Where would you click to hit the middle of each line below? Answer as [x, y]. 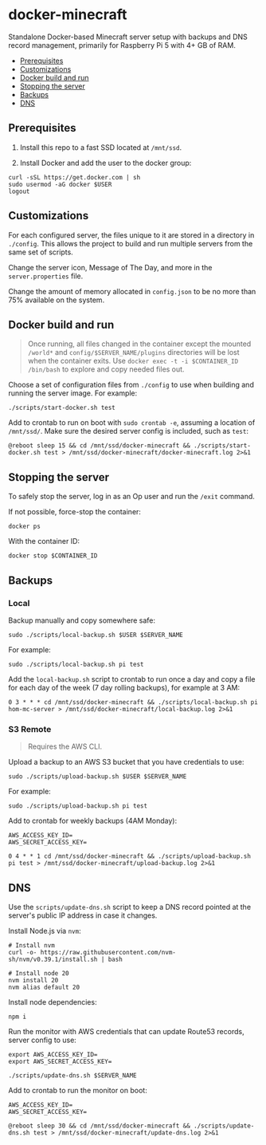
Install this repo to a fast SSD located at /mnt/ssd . [101, 147]
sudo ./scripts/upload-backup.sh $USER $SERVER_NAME [98, 777]
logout [19, 191]
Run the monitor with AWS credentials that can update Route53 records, [126, 1031]
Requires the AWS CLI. [65, 746]
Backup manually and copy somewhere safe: [82, 620]
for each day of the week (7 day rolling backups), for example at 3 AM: [124, 687]
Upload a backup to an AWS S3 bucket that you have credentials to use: [126, 762]
